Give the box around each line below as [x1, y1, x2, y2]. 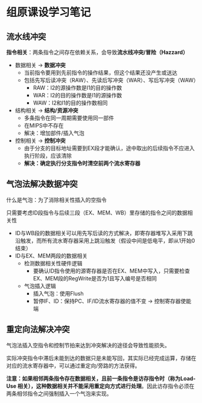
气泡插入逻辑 [24, 282, 56, 289]
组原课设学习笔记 [6, 5, 92, 19]
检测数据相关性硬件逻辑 [24, 259, 83, 266]
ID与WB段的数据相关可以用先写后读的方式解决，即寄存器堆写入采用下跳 [14, 229, 193, 236]
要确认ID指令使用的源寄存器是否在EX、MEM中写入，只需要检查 [33, 267, 190, 274]
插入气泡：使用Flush [33, 289, 84, 297]
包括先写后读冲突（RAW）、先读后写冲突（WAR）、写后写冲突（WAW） [24, 77, 199, 83]
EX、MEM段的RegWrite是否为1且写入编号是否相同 [33, 274, 157, 282]
